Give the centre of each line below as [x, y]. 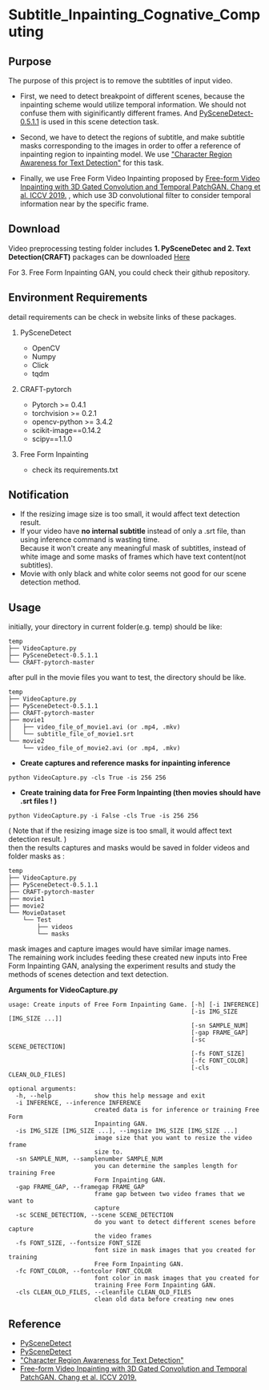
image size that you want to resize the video [173, 1138]
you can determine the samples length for [166, 1166]
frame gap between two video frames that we [170, 1194]
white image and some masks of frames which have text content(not [133, 557]
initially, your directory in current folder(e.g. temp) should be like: [115, 627]
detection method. [50, 582]
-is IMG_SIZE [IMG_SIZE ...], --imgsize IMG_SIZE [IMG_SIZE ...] [127, 1131]
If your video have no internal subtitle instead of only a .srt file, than [132, 531]
